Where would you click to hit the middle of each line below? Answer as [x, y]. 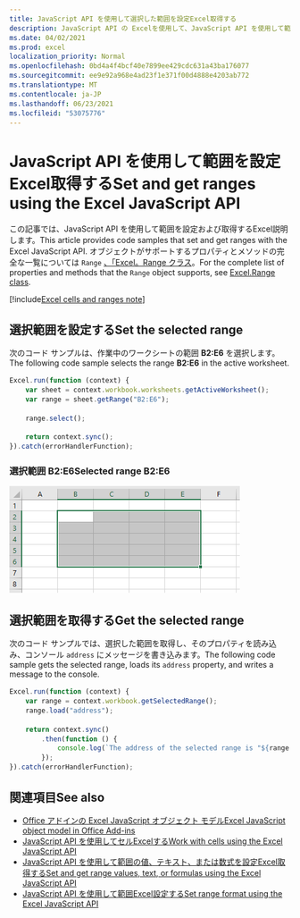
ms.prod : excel [37, 47]
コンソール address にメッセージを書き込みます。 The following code [150, 655]
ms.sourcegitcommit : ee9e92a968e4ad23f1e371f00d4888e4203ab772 [129, 76]
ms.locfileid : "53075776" [57, 113]
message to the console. [54, 674]
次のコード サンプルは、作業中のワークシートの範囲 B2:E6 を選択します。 [145, 353]
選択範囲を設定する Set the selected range [126, 329]
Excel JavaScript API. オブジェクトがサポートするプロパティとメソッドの [143, 251]
